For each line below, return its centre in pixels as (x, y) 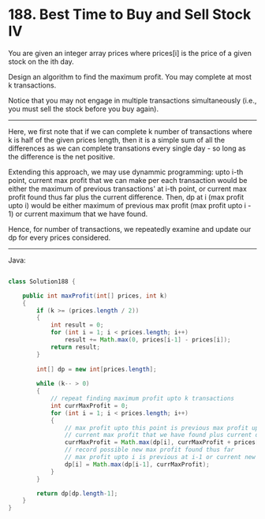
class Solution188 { (42, 282)
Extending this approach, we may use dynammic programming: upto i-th (126, 172)
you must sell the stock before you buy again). (84, 109)
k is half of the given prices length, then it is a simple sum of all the (117, 140)
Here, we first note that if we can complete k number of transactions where (130, 131)
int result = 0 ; (77, 325)
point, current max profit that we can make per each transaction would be (128, 180)
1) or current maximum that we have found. (78, 214)
